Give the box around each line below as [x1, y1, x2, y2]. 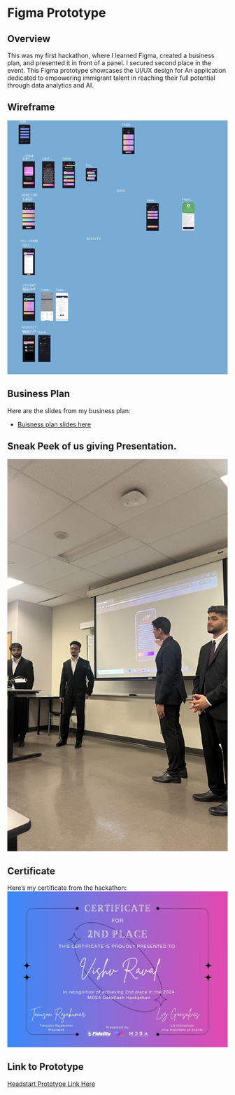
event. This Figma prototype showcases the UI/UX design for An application [7, 67, 226, 74]
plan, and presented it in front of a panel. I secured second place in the [7, 59, 212, 67]
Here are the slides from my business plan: [7, 406, 131, 414]
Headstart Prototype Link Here [7, 1080, 96, 1088]
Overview [7, 33, 51, 45]
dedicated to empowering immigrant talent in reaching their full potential [7, 74, 215, 82]
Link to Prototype [7, 1061, 84, 1073]
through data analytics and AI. [7, 81, 94, 89]
